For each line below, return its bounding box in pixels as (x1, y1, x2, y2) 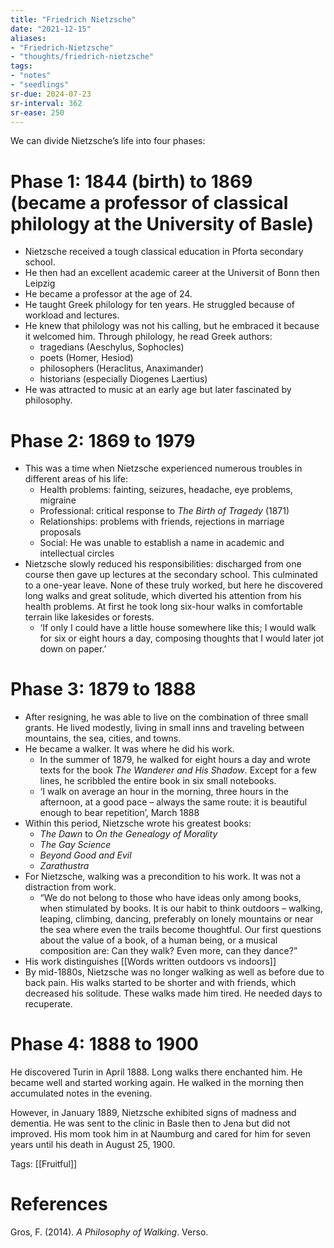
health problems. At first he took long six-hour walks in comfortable (24, 601, 303, 613)
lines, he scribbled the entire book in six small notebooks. (39, 775, 277, 787)
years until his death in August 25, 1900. (10, 1139, 176, 1151)
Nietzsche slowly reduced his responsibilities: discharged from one (24, 558, 302, 570)
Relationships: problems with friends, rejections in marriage (39, 516, 285, 528)
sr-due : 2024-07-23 (10, 89, 92, 99)
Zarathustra (39, 860, 90, 872)
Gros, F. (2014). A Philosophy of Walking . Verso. (10, 1226, 209, 1238)
